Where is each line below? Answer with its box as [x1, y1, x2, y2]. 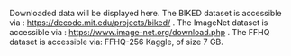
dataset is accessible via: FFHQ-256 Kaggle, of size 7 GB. [9, 36, 223, 47]
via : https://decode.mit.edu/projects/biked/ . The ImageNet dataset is [9, 17, 268, 28]
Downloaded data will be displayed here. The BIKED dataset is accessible [9, 8, 282, 18]
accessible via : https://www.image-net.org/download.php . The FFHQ [9, 27, 270, 37]
